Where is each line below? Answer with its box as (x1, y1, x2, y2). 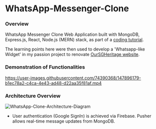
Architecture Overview (5, 92, 61, 99)
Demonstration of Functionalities (5, 64, 85, 71)
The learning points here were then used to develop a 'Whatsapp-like (5, 46, 145, 52)
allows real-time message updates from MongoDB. (12, 118, 115, 124)
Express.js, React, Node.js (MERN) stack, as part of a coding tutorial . (5, 37, 144, 43)
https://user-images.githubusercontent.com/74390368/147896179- (5, 75, 141, 81)
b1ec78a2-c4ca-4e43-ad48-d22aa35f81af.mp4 (5, 80, 102, 86)
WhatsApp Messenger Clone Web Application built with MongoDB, (5, 31, 140, 37)
